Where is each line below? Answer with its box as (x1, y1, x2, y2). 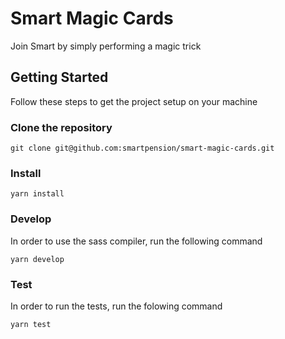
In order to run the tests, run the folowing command (10, 300, 223, 312)
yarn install (10, 189, 65, 199)
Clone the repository (10, 120, 113, 134)
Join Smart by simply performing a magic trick (10, 40, 202, 52)
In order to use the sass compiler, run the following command (10, 235, 263, 247)
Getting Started (10, 69, 109, 86)
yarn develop (10, 254, 65, 264)
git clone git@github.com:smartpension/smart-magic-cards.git (10, 143, 275, 154)
